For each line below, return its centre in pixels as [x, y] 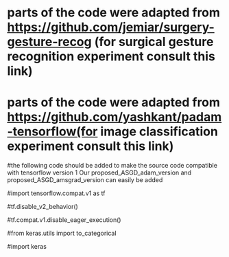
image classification [159, 132]
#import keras [27, 247]
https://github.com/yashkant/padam [114, 117]
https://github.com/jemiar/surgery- [111, 27]
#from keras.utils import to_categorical [62, 233]
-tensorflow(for [52, 132]
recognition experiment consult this [111, 57]
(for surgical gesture [154, 42]
